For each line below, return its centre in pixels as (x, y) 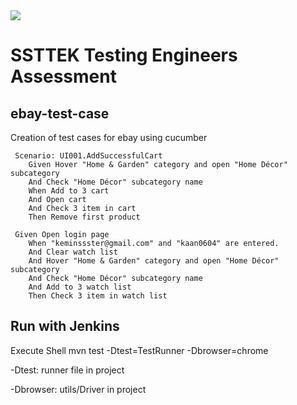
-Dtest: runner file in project (67, 370)
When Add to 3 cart (69, 191)
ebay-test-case (60, 113)
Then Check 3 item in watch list (98, 296)
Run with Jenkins (65, 326)
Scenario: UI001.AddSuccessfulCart (88, 156)
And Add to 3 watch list (80, 287)
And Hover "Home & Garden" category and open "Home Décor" (154, 261)
